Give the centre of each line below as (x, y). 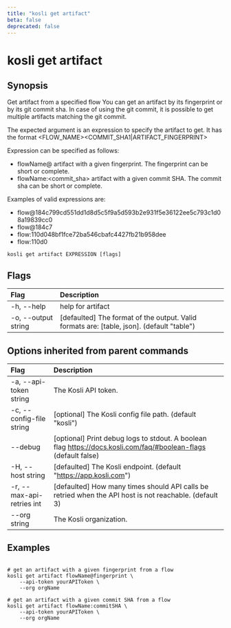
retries (21, 504)
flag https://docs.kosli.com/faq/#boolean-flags (130, 447)
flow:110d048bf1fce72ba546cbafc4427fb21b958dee (91, 235)
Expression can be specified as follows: (63, 151)
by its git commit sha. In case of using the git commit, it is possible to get (110, 109)
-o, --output (32, 318)
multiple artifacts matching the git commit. (67, 117)
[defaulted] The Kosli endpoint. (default (117, 467)
